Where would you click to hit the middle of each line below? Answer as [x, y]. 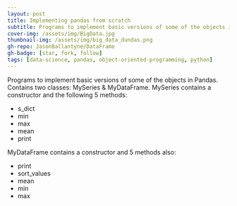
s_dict [26, 108]
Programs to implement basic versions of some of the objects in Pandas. [113, 80]
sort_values [34, 173]
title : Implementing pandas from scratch [69, 20]
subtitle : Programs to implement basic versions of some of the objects [116, 27]
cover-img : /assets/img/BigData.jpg [61, 34]
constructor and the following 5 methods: [67, 95]
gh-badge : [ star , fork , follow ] [55, 54]
